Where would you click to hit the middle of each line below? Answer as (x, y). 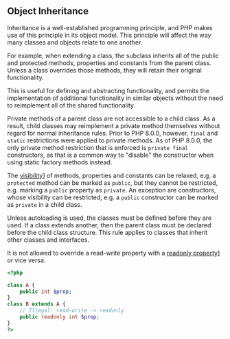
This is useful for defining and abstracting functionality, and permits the (108, 90)
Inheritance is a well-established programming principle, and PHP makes (110, 27)
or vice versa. (26, 260)
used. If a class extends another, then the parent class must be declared (109, 225)
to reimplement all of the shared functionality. (71, 105)
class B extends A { (37, 304)
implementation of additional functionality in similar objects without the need (115, 98)
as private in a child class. (45, 204)
